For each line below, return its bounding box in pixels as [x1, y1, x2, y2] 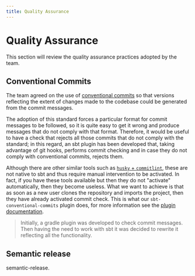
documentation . [6, 208, 44, 215]
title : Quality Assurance [6, 8, 69, 15]
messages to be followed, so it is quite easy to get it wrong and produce [6, 122, 180, 129]
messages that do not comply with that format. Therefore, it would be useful [6, 128, 190, 135]
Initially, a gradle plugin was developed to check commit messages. [20, 219, 183, 226]
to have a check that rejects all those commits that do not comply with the [6, 134, 184, 141]
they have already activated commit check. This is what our [6, 196, 149, 203]
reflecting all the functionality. [20, 232, 92, 239]
